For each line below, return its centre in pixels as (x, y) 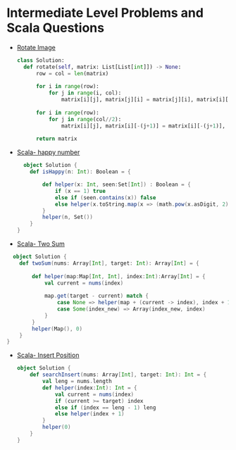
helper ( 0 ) (57, 427)
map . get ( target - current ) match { (97, 296)
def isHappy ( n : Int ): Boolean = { (80, 172)
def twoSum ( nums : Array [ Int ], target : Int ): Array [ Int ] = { (109, 263)
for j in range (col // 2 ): (85, 119)
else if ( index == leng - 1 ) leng (105, 407)
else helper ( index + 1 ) (89, 414)
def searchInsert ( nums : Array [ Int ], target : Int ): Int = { (118, 375)
